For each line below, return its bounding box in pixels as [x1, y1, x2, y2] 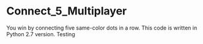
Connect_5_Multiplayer [6, 4, 127, 18]
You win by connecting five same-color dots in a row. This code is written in [6, 24, 197, 31]
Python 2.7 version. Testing [6, 30, 75, 37]
